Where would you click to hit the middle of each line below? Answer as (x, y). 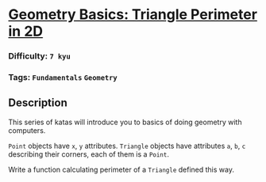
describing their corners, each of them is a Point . (89, 154)
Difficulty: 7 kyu (40, 56)
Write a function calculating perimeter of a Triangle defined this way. (121, 169)
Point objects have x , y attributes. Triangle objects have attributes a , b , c (127, 146)
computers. (27, 130)
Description (38, 103)
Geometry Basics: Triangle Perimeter (133, 15)
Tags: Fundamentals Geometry (63, 78)
